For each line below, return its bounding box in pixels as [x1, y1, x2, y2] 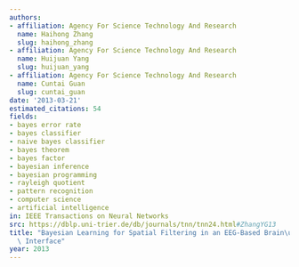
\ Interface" [17, 237, 66, 246]
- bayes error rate [9, 121, 82, 130]
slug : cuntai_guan [17, 87, 86, 96]
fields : [9, 112, 38, 121]
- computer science [9, 195, 82, 205]
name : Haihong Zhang [17, 29, 93, 38]
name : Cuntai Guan [17, 79, 86, 88]
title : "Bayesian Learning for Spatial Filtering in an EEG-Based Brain [9, 228, 285, 237]
